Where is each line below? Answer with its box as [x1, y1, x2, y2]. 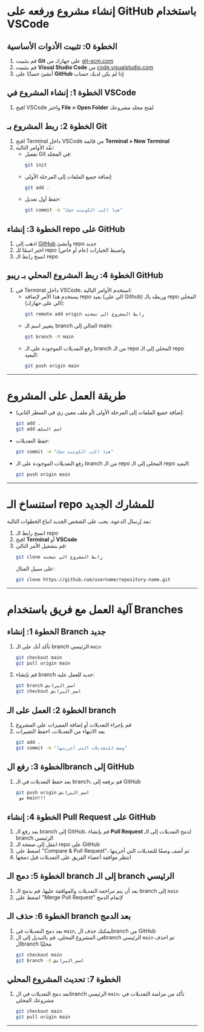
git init [24, 162, 47, 168]
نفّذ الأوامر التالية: [15, 143, 54, 151]
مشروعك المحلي [15, 997, 54, 1004]
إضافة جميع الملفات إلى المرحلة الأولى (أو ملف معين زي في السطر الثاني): [15, 409, 184, 416]
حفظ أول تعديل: [24, 196, 61, 203]
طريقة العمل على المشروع [7, 389, 127, 403]
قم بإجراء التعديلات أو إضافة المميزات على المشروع [15, 721, 132, 728]
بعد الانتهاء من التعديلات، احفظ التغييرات [15, 728, 105, 735]
